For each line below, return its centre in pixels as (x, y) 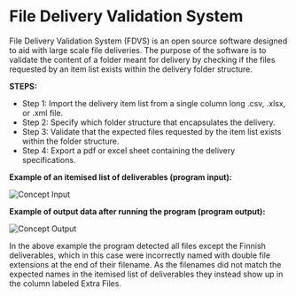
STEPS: (23, 86)
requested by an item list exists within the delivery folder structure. (131, 69)
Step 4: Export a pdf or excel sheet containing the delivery (129, 150)
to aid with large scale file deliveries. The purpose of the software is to (138, 50)
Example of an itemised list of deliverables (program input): (121, 177)
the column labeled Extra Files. (66, 283)
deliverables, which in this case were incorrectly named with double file (140, 255)
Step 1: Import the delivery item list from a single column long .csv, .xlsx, (154, 103)
